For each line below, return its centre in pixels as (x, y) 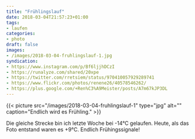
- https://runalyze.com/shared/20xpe (53, 72)
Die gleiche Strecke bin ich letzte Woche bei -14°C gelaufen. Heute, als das (97, 123)
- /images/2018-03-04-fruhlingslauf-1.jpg (59, 56)
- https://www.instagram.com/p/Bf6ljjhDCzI (61, 67)
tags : (13, 22)
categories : (21, 34)
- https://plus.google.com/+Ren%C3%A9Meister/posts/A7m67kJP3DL (87, 89)
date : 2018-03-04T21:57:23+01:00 (47, 17)
